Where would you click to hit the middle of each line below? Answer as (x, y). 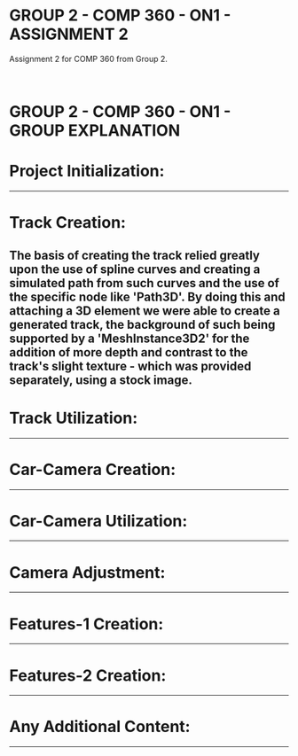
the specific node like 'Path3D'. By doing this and (147, 296)
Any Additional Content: (100, 727)
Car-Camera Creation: (92, 469)
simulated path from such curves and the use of (144, 283)
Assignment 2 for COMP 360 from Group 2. (89, 58)
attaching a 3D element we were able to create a (145, 311)
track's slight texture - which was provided (130, 366)
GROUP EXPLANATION (95, 131)
